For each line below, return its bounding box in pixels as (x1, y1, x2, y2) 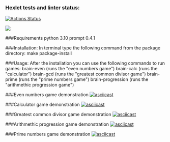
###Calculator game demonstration (5, 101, 80, 108)
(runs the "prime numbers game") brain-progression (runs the (18, 76, 149, 82)
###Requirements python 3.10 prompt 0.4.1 (5, 35, 95, 41)
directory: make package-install (5, 50, 72, 56)
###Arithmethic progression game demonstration (5, 121, 109, 127)
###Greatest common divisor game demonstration (5, 111, 111, 118)
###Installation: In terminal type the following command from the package (5, 45, 161, 51)
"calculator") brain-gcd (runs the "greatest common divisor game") (5, 71, 146, 77)
